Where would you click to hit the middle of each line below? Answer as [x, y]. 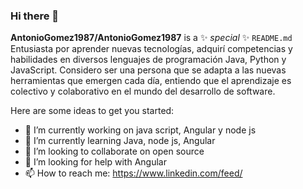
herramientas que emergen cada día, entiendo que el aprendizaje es [151, 81]
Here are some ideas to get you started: [92, 111]
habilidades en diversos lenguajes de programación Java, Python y [148, 60]
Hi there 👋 [35, 16]
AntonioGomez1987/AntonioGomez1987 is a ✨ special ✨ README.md [151, 38]
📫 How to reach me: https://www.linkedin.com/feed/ [133, 173]
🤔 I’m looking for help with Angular [95, 162]
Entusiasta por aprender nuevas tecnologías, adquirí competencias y [151, 49]
